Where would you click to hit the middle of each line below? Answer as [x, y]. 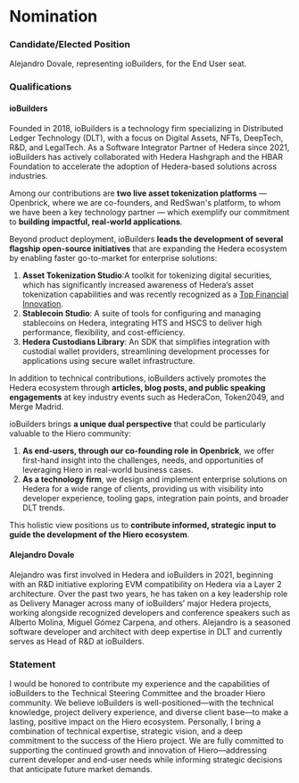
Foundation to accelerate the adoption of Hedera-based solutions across [143, 166]
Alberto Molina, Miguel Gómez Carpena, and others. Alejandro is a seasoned [150, 622]
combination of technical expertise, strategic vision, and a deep [126, 731]
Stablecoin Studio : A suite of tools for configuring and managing [141, 313]
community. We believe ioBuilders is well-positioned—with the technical [141, 703]
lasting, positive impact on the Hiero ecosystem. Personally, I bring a [135, 722]
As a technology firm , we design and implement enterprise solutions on [155, 479]
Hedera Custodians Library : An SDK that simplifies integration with [146, 341]
